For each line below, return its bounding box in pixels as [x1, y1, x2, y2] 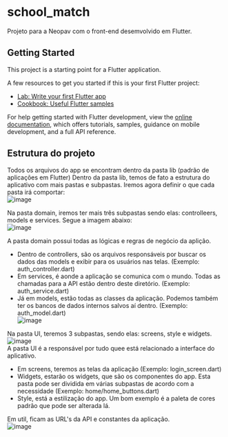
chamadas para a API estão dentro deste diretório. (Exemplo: [17, 279, 191, 287]
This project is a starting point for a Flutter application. [7, 65, 161, 73]
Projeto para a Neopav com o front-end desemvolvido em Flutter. [7, 27, 192, 35]
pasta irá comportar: [7, 188, 65, 196]
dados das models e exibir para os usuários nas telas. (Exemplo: [17, 257, 200, 266]
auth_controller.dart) [17, 264, 75, 273]
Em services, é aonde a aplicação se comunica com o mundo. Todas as [17, 272, 220, 280]
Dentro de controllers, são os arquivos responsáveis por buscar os [17, 250, 207, 258]
